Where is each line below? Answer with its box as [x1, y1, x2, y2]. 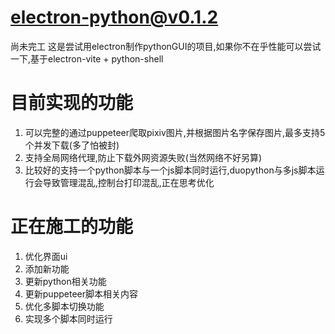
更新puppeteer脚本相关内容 [24, 287, 138, 300]
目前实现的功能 [10, 92, 134, 115]
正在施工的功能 [10, 216, 134, 238]
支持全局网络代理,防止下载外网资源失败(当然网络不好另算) [24, 151, 263, 163]
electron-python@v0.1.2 [10, 6, 219, 29]
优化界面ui [24, 250, 68, 262]
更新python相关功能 [24, 275, 107, 287]
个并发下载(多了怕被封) [24, 139, 120, 151]
